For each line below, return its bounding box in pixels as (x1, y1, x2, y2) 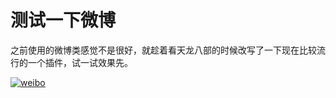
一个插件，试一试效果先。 (27, 56, 133, 68)
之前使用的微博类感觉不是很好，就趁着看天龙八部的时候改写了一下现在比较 (10, 44, 317, 56)
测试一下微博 (10, 9, 117, 32)
